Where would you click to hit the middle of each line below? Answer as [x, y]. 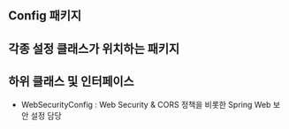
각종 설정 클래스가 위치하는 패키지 [94, 48]
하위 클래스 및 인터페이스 [71, 82]
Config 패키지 [45, 16]
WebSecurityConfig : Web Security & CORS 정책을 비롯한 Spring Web [146, 104]
